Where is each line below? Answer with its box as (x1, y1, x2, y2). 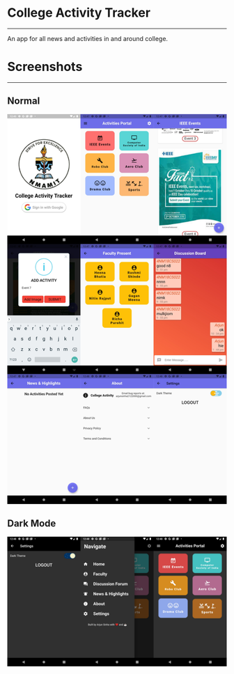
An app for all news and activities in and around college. (7, 34, 169, 42)
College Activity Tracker (7, 5, 151, 21)
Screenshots (7, 59, 83, 75)
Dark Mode (7, 517, 56, 530)
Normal (7, 95, 40, 107)
